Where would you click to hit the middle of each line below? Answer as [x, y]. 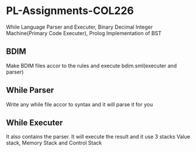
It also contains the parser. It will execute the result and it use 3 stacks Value [98, 137]
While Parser [30, 90]
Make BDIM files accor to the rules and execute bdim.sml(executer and [92, 65]
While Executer [35, 122]
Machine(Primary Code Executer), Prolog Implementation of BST [84, 33]
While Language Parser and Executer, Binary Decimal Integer [80, 27]
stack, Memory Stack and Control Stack [54, 143]
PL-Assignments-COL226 [70, 11]
